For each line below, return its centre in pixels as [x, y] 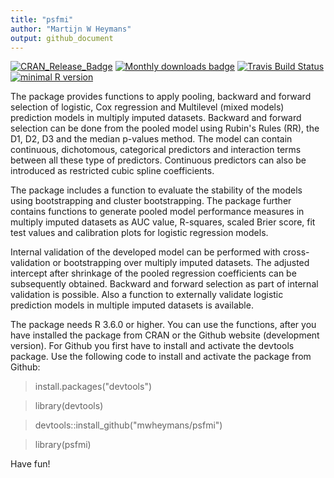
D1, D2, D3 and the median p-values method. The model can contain [151, 139]
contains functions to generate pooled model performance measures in [157, 212]
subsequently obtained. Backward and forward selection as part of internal [164, 284]
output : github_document [62, 38]
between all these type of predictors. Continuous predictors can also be [158, 160]
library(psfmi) [63, 445]
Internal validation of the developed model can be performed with [145, 252]
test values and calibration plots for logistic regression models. [139, 233]
